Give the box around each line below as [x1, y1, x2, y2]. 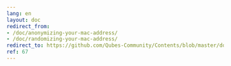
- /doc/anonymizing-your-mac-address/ [6, 29, 118, 36]
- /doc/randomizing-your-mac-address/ [6, 36, 118, 43]
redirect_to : [6, 42, 44, 49]
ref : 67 [6, 49, 29, 56]
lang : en [6, 10, 32, 17]
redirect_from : [6, 23, 50, 30]
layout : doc [6, 16, 41, 23]
